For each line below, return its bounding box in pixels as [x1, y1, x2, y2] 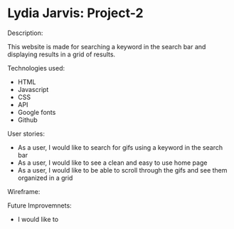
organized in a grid [17, 173, 73, 182]
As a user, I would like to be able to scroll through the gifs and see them [17, 166, 228, 174]
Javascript [17, 85, 49, 93]
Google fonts [17, 108, 56, 116]
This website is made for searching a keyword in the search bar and [7, 42, 206, 51]
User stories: [7, 129, 45, 138]
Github [17, 116, 38, 124]
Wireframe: [7, 187, 41, 195]
